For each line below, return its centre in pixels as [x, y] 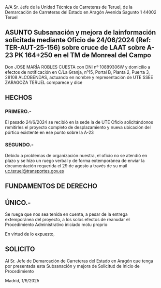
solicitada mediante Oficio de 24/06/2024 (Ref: [78, 40]
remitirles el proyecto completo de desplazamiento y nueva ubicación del [78, 127]
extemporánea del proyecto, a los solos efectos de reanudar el [67, 219]
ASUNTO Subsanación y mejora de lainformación [80, 33]
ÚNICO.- [18, 202]
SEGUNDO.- [19, 145]
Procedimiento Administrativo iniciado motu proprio [56, 224]
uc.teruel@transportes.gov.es [35, 171]
